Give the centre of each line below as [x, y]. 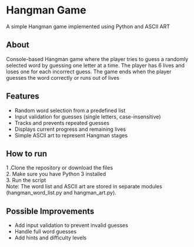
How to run [27, 153]
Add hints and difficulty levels [51, 238]
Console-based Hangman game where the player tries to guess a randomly [97, 59]
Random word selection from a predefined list [70, 110]
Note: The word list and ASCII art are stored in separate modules [84, 187]
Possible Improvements [50, 211]
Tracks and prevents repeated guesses [62, 123]
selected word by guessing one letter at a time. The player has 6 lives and [96, 65]
